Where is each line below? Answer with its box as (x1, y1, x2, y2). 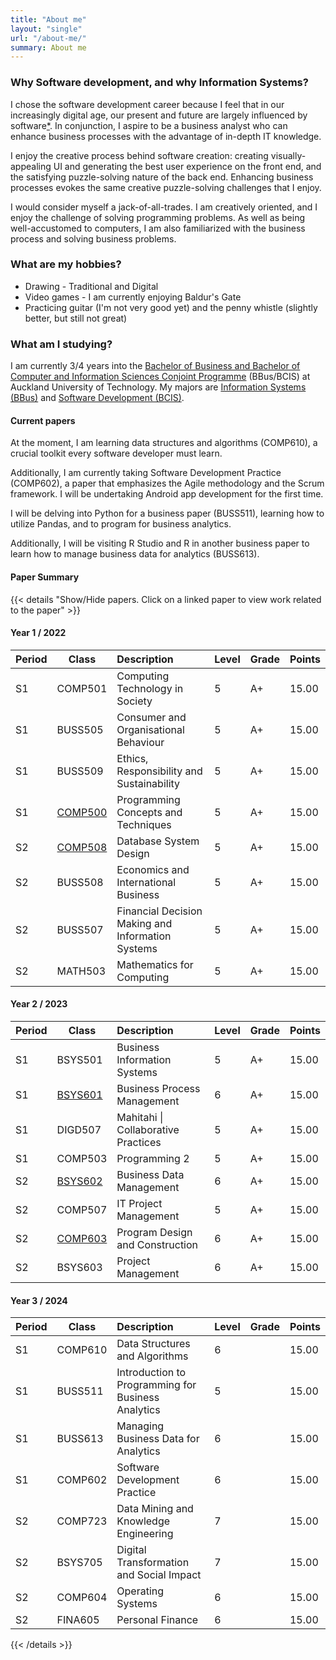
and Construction (116, 1237, 199, 1251)
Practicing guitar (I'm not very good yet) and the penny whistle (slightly (24, 301, 318, 313)
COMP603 (56, 1231, 108, 1245)
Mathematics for (116, 957, 194, 971)
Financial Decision (116, 904, 203, 918)
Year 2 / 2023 (10, 998, 68, 1010)
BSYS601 (56, 1087, 103, 1101)
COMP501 (56, 681, 108, 695)
